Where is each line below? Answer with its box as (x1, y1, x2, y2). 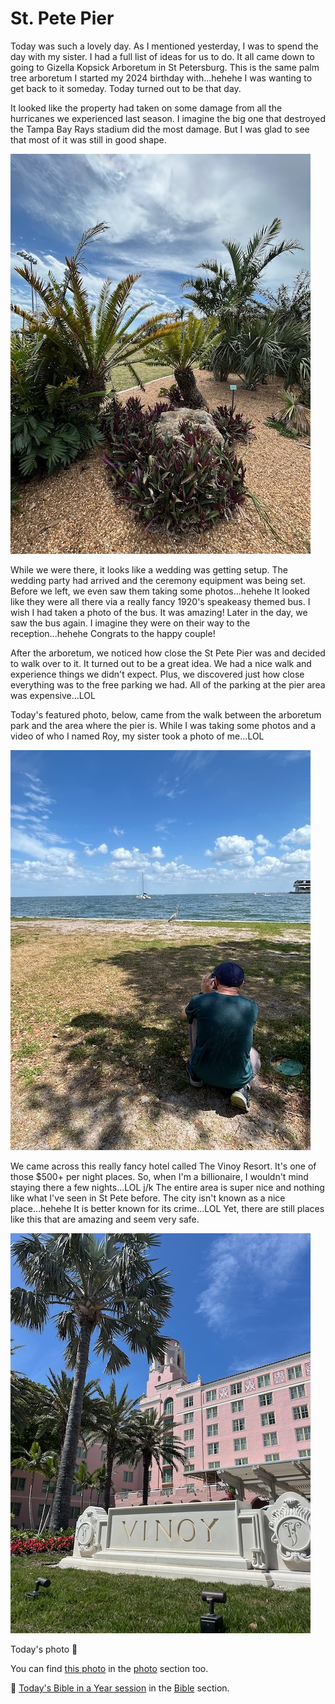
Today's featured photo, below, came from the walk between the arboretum (10, 708, 322, 721)
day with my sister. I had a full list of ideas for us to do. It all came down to (10, 50, 315, 62)
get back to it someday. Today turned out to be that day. (10, 82, 242, 94)
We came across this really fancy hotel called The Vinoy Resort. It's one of (10, 1160, 317, 1172)
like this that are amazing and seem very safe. (10, 1213, 200, 1225)
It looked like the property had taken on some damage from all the (10, 102, 283, 114)
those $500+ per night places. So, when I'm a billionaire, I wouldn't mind (10, 1170, 309, 1182)
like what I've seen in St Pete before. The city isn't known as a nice (10, 1192, 286, 1204)
